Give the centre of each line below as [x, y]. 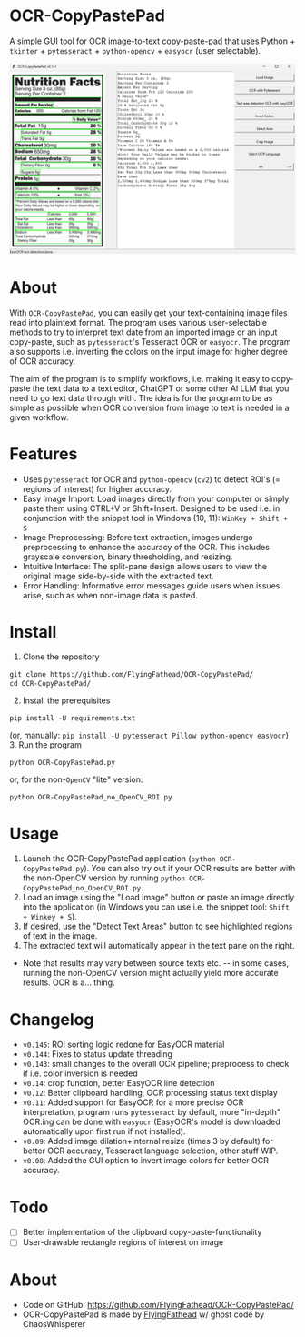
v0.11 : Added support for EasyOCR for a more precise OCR [133, 1102]
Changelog [52, 1019]
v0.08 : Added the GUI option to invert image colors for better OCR [146, 1161]
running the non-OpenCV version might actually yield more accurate [150, 973]
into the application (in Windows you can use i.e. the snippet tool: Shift [156, 907]
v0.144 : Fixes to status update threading [97, 1054]
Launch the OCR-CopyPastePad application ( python [119, 859]
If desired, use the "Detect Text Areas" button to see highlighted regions [157, 926]
